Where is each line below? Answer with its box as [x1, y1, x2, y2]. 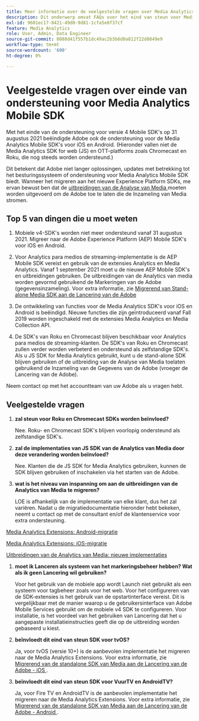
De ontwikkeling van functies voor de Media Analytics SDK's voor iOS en [14, 303, 192, 310]
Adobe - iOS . [14, 666, 49, 674]
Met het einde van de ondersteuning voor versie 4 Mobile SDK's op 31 [6, 128, 177, 135]
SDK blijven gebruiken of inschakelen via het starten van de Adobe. [14, 469, 179, 476]
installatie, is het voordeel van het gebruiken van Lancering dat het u [14, 612, 182, 620]
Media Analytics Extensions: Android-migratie [6, 528, 118, 535]
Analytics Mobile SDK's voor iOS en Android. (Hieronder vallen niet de [6, 141, 177, 148]
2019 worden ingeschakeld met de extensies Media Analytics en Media [14, 315, 188, 323]
